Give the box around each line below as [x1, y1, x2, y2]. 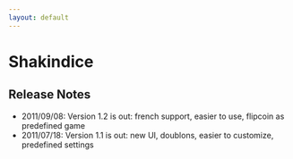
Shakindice [8, 51, 94, 71]
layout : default [8, 13, 69, 22]
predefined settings [21, 139, 95, 150]
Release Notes [8, 87, 91, 103]
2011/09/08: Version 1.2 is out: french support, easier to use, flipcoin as [21, 111, 285, 121]
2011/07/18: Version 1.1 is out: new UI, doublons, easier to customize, [21, 130, 274, 140]
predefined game [21, 120, 86, 130]
